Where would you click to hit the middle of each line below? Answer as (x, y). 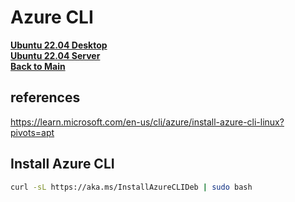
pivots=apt (32, 132)
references (45, 97)
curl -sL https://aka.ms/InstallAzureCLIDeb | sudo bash (131, 187)
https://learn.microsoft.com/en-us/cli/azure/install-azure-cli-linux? (147, 122)
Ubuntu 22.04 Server (55, 55)
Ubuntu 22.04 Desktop (59, 45)
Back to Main (38, 66)
